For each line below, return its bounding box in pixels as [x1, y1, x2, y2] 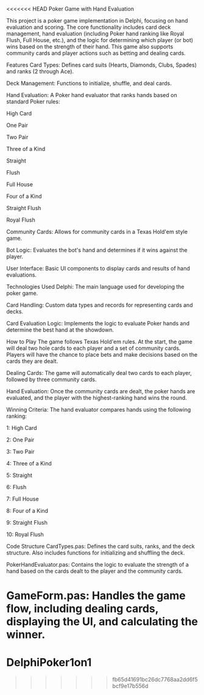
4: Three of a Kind [6, 460, 52, 467]
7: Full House [6, 495, 39, 503]
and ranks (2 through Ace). [6, 68, 74, 75]
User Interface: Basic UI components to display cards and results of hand [6, 265, 191, 272]
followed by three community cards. [6, 376, 97, 383]
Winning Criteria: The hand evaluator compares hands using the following [6, 406, 191, 413]
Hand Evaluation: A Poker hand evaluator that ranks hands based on [6, 92, 178, 98]
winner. [6, 628, 46, 642]
